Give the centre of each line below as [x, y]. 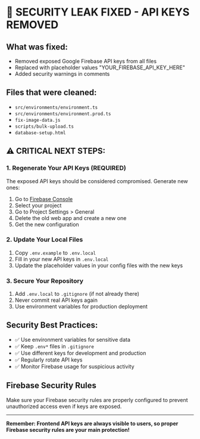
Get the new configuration [47, 224]
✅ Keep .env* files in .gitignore [54, 346]
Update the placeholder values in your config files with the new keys [99, 265]
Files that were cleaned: [51, 93]
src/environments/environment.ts [56, 107]
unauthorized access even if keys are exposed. [64, 406]
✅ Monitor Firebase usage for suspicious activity [75, 366]
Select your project [38, 205]
